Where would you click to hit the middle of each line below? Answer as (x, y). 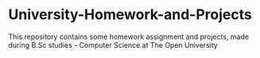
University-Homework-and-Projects (130, 15)
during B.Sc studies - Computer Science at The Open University (113, 44)
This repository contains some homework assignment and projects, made (128, 37)
